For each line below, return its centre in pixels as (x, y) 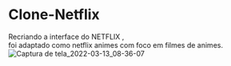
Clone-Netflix (54, 15)
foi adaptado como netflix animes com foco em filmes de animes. (116, 45)
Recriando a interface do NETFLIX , (66, 37)
